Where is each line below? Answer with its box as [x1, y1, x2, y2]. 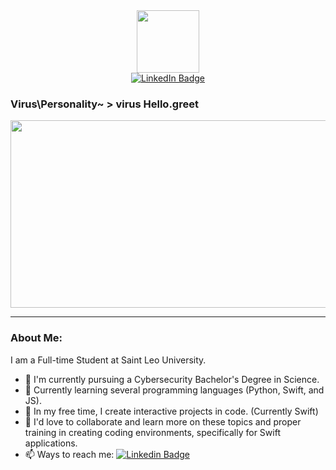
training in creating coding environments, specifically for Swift [24, 426, 281, 438]
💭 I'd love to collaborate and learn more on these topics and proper [24, 415, 302, 428]
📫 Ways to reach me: [24, 448, 115, 460]
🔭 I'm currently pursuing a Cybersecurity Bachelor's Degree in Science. [24, 373, 320, 385]
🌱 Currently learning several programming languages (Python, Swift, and [24, 384, 325, 396]
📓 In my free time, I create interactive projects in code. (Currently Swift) [24, 405, 319, 417]
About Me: [10, 331, 63, 345]
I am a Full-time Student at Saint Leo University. [10, 354, 207, 366]
